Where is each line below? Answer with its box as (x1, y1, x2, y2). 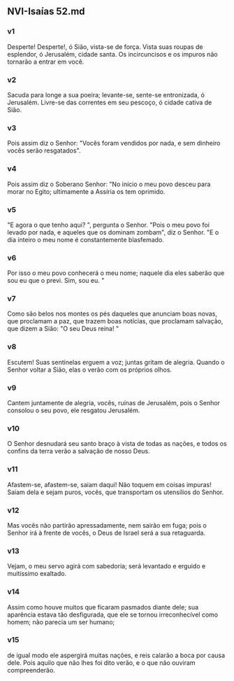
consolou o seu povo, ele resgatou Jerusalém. (7, 406, 140, 415)
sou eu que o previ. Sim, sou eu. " (7, 276, 105, 285)
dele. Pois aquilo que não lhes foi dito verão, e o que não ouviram (7, 658, 196, 667)
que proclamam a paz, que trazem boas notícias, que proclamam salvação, (7, 317, 224, 325)
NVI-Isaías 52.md (7, 6, 85, 17)
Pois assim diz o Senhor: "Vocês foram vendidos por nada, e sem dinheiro (7, 139, 221, 148)
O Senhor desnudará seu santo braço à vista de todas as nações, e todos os (7, 440, 227, 448)
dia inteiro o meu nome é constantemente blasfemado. (7, 235, 164, 244)
